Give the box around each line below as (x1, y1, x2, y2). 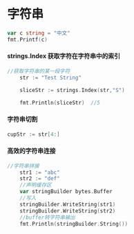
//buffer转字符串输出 (19, 214, 76, 221)
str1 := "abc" (19, 169, 60, 176)
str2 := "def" (19, 175, 60, 182)
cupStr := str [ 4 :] (7, 131, 60, 138)
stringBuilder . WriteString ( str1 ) (19, 201, 116, 208)
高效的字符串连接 (7, 147, 56, 155)
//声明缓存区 (19, 181, 52, 189)
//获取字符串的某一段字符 (7, 67, 70, 75)
